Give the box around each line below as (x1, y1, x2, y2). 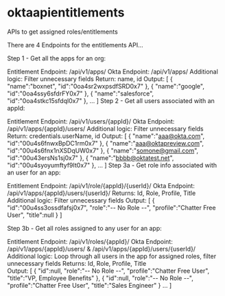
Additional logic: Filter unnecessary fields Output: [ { (7, 196, 155, 204)
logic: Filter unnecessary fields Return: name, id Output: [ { (7, 74, 173, 83)
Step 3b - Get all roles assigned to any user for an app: (7, 224, 163, 232)
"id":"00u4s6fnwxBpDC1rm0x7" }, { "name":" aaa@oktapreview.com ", (7, 139, 204, 147)
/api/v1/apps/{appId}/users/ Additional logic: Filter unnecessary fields (7, 124, 204, 133)
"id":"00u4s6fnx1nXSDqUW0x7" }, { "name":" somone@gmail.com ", (7, 146, 199, 155)
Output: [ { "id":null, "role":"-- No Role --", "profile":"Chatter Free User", (7, 266, 210, 275)
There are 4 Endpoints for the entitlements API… (7, 41, 144, 49)
